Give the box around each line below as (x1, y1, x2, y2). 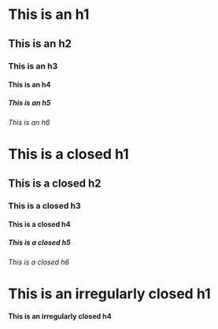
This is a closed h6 (8, 257, 69, 267)
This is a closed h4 (8, 220, 71, 229)
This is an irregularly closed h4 (8, 311, 112, 320)
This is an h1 (8, 6, 90, 24)
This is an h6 (8, 118, 50, 128)
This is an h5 (8, 98, 51, 107)
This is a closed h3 (8, 200, 81, 211)
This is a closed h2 (8, 176, 102, 190)
